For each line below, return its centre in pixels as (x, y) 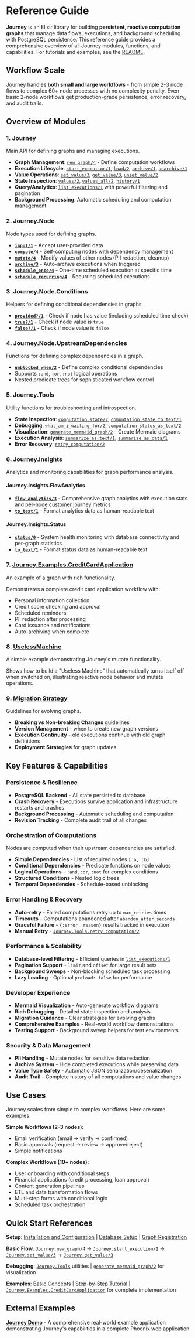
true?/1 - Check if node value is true (59, 322)
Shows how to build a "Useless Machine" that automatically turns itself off (95, 670)
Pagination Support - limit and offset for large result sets (86, 965)
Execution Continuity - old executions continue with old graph (90, 735)
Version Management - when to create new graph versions (86, 729)
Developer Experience (38, 992)
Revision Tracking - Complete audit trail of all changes (81, 820)
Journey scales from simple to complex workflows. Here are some (86, 1110)
